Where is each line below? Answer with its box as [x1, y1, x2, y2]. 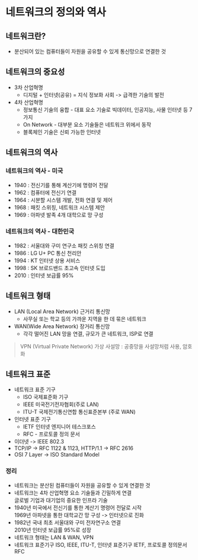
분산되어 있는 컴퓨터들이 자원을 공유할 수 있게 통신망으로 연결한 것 [14, 48, 167, 55]
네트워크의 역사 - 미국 [5, 167, 63, 175]
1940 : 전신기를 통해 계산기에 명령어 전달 [14, 181, 108, 188]
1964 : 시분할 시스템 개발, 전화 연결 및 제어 [14, 196, 113, 203]
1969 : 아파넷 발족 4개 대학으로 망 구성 [14, 211, 104, 218]
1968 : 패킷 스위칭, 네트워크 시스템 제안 [14, 203, 105, 211]
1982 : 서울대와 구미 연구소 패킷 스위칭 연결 [14, 242, 115, 249]
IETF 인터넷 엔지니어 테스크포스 [23, 423, 96, 430]
